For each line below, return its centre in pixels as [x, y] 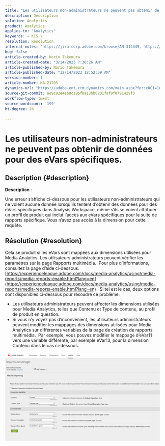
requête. [14, 225]
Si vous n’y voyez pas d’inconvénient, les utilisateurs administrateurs [82, 319]
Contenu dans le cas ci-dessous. [46, 345]
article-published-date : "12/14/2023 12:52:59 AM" [58, 73]
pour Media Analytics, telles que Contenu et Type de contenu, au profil [84, 309]
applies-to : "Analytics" [30, 31]
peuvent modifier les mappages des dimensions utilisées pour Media [82, 325]
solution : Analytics [26, 21]
